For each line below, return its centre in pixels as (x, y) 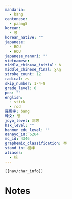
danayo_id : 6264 (22, 134)
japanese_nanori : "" (27, 56)
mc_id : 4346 (17, 139)
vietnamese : (17, 61)
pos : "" (13, 93)
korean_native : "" (24, 38)
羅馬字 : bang (17, 111)
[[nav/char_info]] (24, 171)
